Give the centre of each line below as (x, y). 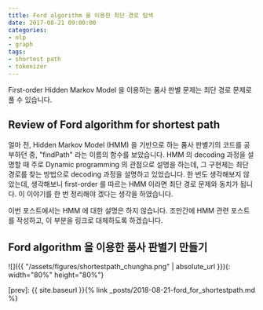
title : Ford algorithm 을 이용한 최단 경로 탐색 (81, 15)
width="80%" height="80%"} (56, 275)
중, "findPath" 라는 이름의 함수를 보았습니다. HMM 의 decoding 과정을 (137, 155)
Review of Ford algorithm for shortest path (114, 125)
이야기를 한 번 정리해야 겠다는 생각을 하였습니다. (100, 194)
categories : (27, 30)
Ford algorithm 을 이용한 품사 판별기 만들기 (108, 247)
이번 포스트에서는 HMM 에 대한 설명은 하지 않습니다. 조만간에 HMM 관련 (119, 210)
